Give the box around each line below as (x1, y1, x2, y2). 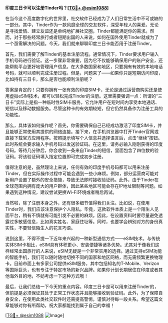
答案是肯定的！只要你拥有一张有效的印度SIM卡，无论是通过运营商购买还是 (5, 87, 158, 92)
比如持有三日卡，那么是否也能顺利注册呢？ (5, 76, 93, 82)
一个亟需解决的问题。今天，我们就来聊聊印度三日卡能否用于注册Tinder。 (5, 40, 154, 46)
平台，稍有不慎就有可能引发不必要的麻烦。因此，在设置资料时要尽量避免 (9, 212, 158, 218)
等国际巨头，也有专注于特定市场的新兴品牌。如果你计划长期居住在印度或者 (5, 267, 158, 272)
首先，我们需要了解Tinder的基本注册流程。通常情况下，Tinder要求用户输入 (5, 51, 159, 57)
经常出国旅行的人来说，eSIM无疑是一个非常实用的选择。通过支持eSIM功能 (9, 248, 162, 254)
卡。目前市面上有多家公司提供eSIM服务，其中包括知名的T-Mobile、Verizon (5, 260, 159, 266)
